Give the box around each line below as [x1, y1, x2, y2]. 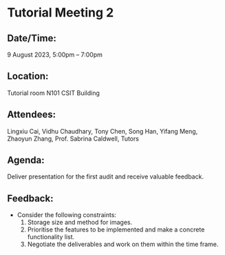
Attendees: [7, 109, 56, 121]
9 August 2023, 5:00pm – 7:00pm [7, 50, 103, 59]
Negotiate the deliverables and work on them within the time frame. [27, 240, 219, 249]
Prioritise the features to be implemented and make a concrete [27, 225, 205, 234]
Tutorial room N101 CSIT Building [7, 88, 100, 97]
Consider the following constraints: [17, 211, 117, 219]
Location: [7, 70, 49, 82]
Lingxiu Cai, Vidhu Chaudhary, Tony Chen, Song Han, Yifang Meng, [7, 127, 198, 135]
